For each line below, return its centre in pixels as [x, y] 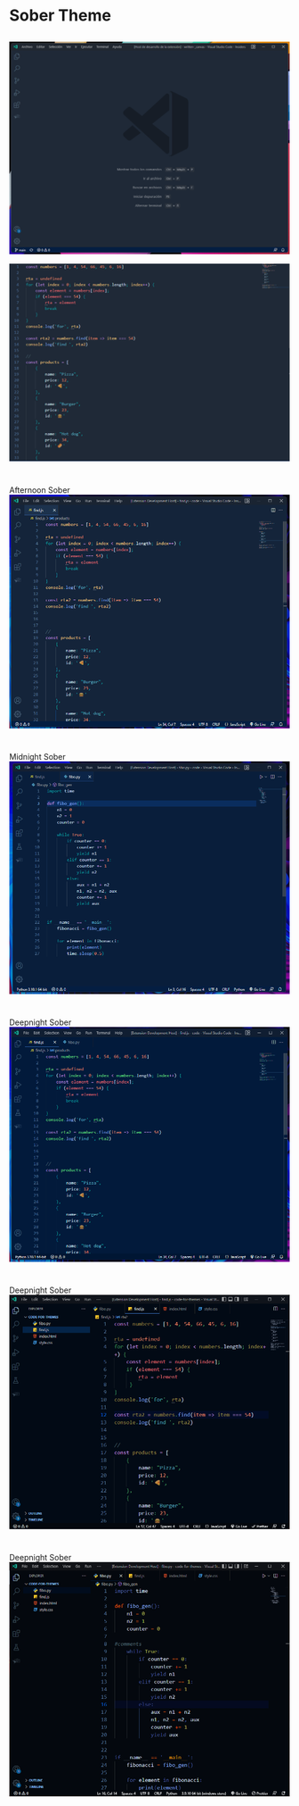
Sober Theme [60, 16]
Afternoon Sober [40, 490]
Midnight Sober [38, 757]
